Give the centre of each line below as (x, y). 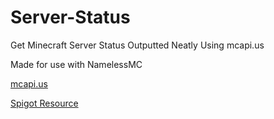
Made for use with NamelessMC (76, 64)
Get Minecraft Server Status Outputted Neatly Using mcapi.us (137, 45)
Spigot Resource (44, 103)
